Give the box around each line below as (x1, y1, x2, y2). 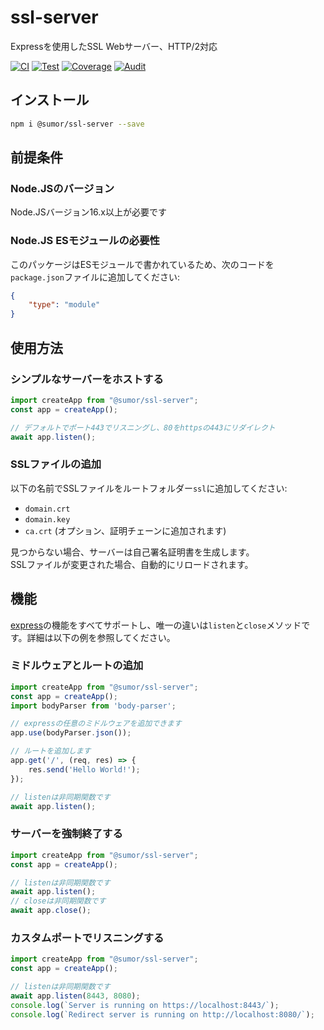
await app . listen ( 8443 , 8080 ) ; (10, 991, 141, 1001)
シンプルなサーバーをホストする (10, 372, 164, 386)
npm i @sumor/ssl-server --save (10, 119, 145, 129)
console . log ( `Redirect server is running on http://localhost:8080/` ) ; (10, 1009, 315, 1020)
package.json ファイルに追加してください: (10, 271, 181, 283)
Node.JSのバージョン (10, 181, 115, 195)
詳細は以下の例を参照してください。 (26, 631, 176, 643)
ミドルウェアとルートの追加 (10, 659, 144, 673)
